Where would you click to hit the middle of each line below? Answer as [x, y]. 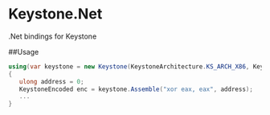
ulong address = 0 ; [51, 81]
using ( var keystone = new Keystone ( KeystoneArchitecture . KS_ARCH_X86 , [129, 66]
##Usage [24, 51]
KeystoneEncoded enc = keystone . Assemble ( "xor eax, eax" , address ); [136, 89]
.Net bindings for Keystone [53, 36]
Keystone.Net [55, 14]
